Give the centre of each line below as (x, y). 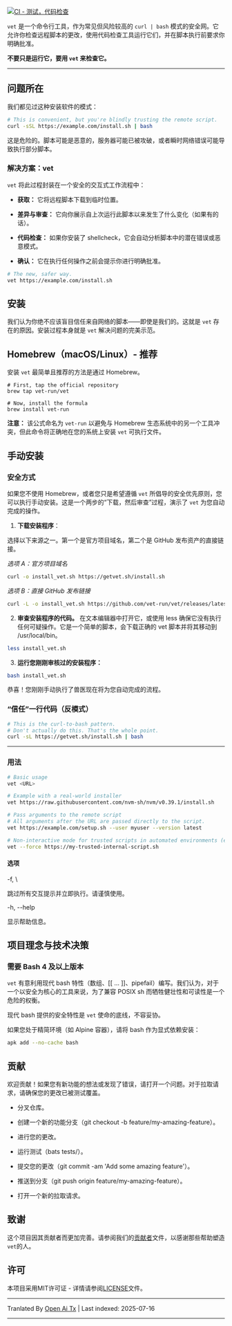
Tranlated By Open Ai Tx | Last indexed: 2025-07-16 (81, 1308)
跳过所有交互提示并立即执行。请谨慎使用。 (68, 893)
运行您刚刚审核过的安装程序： (59, 662)
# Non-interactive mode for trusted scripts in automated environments (112, 840)
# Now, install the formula (48, 404)
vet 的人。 (21, 1246)
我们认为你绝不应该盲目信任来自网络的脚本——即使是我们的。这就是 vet (109, 322)
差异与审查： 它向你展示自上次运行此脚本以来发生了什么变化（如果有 (115, 214)
